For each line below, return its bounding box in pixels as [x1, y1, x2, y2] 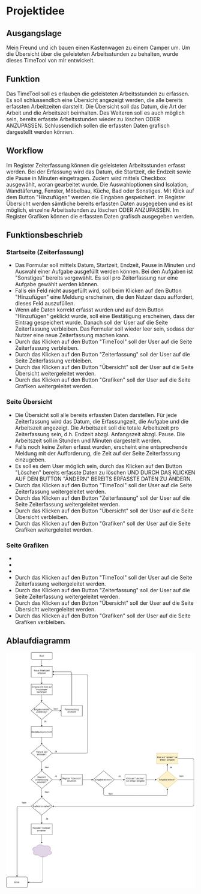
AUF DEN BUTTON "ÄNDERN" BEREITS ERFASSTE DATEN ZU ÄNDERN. [14, 475, 192, 482]
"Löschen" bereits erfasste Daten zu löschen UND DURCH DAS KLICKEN [14, 469, 196, 476]
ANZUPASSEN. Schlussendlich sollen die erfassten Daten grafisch [6, 122, 170, 129]
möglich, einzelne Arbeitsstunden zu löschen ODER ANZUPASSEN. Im [6, 206, 179, 214]
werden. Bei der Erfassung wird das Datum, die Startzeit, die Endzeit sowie [6, 168, 191, 175]
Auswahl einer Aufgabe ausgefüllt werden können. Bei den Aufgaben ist [14, 268, 193, 275]
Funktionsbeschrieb [6, 230, 83, 241]
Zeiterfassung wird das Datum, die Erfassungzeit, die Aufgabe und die [14, 418, 189, 425]
